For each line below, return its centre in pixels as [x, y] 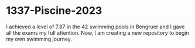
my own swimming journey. [39, 39]
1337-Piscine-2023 [54, 11]
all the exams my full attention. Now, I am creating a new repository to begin [97, 32]
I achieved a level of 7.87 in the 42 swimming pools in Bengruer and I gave [95, 27]
